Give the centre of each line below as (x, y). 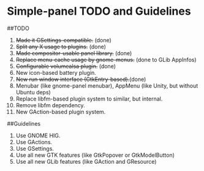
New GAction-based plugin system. (61, 112)
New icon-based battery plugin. (56, 72)
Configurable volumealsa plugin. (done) (66, 66)
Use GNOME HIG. (38, 135)
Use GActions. (34, 142)
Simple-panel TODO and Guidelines (99, 11)
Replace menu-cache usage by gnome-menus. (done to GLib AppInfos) (106, 59)
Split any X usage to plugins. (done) (61, 47)
